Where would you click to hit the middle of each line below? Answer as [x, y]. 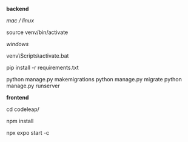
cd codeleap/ [23, 109]
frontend [18, 97]
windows [18, 44]
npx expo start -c [28, 133]
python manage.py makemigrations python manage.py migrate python [94, 79]
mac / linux [20, 20]
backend [18, 9]
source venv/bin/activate [37, 32]
